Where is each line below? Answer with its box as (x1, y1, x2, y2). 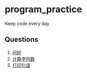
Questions (5, 35, 39, 44)
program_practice (5, 4, 82, 15)
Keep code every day (5, 20, 49, 27)
